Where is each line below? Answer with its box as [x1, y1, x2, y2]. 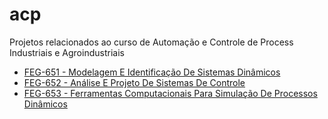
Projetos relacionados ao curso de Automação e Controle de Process [9, 36, 294, 48]
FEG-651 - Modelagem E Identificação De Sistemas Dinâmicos [23, 66, 281, 78]
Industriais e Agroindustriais [9, 46, 125, 58]
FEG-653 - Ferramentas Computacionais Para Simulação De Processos [23, 87, 318, 99]
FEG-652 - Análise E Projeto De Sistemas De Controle [23, 76, 246, 88]
